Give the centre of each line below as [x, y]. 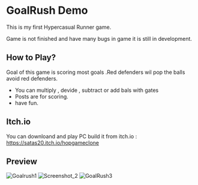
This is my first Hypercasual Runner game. [59, 27]
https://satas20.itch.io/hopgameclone [53, 142]
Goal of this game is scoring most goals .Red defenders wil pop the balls [96, 72]
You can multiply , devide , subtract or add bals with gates [87, 90]
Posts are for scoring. [42, 96]
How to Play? [31, 58]
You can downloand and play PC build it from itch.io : [72, 136]
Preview [22, 161]
